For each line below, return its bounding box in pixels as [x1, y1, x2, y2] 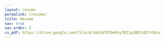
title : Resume [4, 16, 34, 21]
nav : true [4, 21, 25, 26]
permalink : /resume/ [4, 12, 47, 17]
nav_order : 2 [4, 26, 32, 31]
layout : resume [4, 7, 36, 12]
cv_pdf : [4, 30, 21, 35]
